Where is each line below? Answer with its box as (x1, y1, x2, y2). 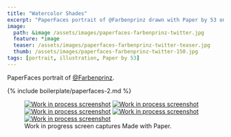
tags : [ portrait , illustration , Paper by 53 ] (7, 55, 140, 62)
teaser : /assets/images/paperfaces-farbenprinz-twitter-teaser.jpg (13, 42, 211, 49)
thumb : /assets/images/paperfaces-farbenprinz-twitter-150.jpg (13, 49, 198, 55)
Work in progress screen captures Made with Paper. (24, 121, 172, 130)
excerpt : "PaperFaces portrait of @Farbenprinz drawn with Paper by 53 (7, 16, 217, 23)
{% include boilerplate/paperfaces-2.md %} (7, 86, 132, 95)
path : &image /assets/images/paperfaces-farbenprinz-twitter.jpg (13, 29, 205, 36)
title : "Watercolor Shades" (7, 10, 88, 17)
